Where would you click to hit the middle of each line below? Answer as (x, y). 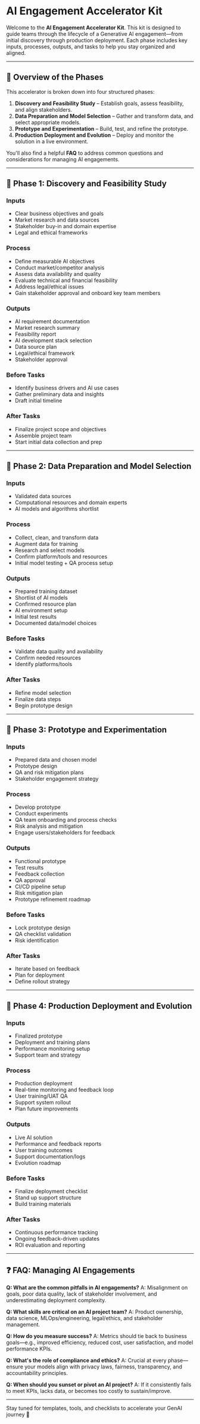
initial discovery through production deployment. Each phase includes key (97, 40)
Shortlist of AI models (41, 597)
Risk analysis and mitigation (49, 826)
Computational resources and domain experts (71, 502)
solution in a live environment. (51, 141)
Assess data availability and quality (58, 274)
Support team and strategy (48, 1055)
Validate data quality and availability (59, 652)
